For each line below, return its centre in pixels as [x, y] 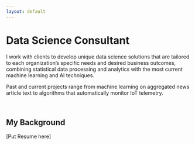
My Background [36, 122]
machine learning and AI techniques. [50, 75]
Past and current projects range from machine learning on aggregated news [98, 87]
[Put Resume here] [29, 137]
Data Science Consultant [68, 40]
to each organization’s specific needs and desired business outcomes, [91, 63]
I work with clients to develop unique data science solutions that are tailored [98, 57]
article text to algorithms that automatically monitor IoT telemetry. [85, 93]
